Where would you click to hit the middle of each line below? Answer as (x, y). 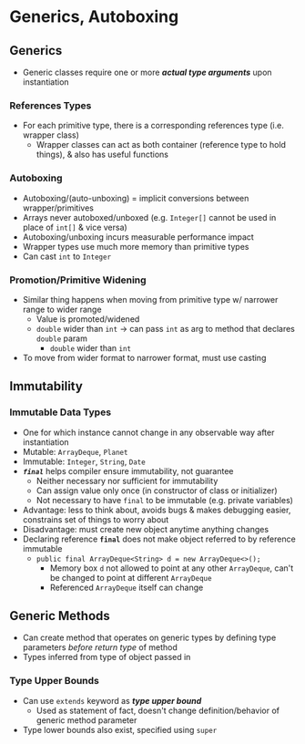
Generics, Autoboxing (94, 17)
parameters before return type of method (100, 647)
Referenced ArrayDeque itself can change (127, 587)
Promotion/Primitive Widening (78, 280)
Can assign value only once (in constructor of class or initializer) (157, 491)
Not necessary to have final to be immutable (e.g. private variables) (165, 500)
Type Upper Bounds (55, 681)
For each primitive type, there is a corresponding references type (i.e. (153, 126)
